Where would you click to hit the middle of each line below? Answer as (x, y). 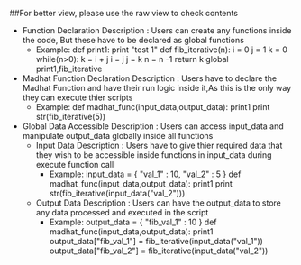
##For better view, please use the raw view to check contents (124, 13)
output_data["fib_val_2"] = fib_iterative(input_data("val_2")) (159, 251)
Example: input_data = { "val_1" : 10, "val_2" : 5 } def (145, 174)
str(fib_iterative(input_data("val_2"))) (117, 193)
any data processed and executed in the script (122, 212)
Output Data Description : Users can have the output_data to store (159, 203)
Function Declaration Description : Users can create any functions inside (157, 30)
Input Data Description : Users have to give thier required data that (159, 145)
